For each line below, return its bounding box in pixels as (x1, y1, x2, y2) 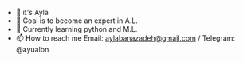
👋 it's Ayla (15, 8, 49, 17)
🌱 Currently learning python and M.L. (15, 25, 138, 33)
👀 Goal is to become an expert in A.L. (15, 16, 138, 25)
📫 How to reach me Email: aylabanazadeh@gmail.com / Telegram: (15, 33, 236, 43)
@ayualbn (15, 45, 49, 54)
